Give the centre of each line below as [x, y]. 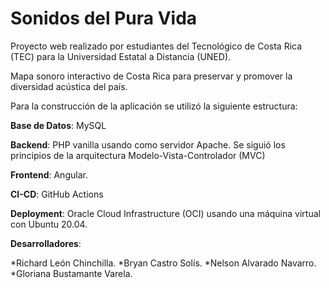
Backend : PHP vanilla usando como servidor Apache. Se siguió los [148, 144]
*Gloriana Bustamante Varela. [71, 273]
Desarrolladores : [46, 243]
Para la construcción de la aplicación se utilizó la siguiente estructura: [154, 106]
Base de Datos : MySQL [58, 125]
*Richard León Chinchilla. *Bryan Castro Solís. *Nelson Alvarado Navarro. [163, 263]
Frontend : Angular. [49, 174]
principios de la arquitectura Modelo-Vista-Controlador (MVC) [138, 155]
